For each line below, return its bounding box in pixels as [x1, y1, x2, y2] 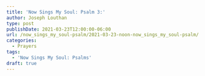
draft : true [6, 60, 37, 66]
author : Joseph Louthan [6, 15, 68, 21]
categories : [6, 37, 37, 44]
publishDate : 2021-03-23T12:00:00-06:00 [6, 26, 112, 32]
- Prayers [12, 44, 37, 50]
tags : [6, 49, 20, 55]
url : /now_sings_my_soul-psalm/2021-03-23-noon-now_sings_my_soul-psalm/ [6, 32, 199, 38]
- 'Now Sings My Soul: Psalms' [12, 55, 92, 61]
